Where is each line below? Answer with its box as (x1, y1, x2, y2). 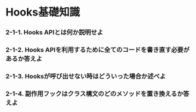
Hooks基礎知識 (5, 5, 80, 19)
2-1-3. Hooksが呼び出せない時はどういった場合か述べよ (5, 72, 166, 80)
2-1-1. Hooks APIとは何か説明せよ (5, 28, 104, 36)
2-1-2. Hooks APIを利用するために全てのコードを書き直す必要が (5, 46, 190, 54)
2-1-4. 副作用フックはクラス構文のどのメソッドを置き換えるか (5, 89, 183, 98)
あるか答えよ (5, 55, 43, 63)
